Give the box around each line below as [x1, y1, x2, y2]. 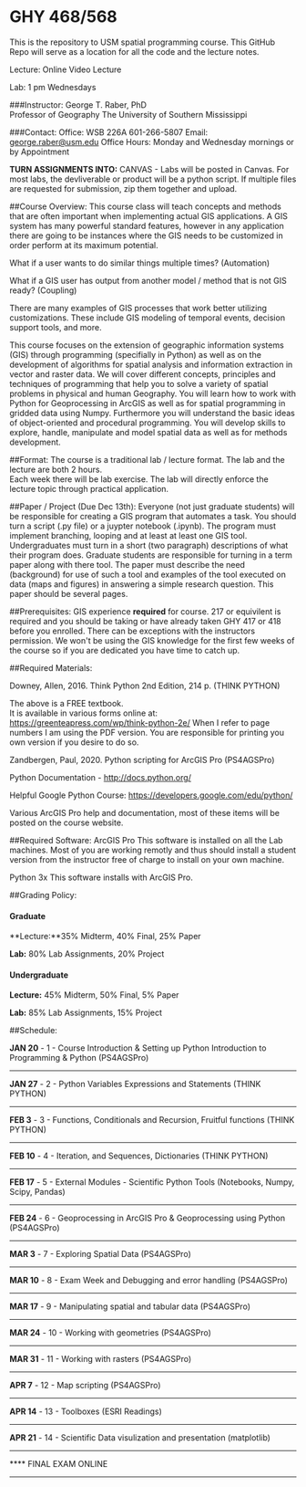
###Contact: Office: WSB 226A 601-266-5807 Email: [9, 126, 209, 138]
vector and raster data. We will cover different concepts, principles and [9, 368, 276, 380]
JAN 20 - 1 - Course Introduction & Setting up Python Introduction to [9, 1042, 267, 1053]
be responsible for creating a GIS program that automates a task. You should [9, 510, 297, 521]
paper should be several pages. [9, 588, 128, 599]
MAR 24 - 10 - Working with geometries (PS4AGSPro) [9, 1327, 212, 1338]
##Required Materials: [9, 662, 93, 673]
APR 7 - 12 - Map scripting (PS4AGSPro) [9, 1380, 161, 1391]
